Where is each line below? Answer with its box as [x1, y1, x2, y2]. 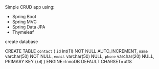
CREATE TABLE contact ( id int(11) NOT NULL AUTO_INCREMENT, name [5, 48, 148, 54]
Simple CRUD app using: [5, 4, 55, 10]
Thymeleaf [12, 29, 34, 35]
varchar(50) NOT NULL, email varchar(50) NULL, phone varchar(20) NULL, [5, 53, 155, 59]
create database [5, 39, 38, 45]
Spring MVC [12, 19, 37, 24]
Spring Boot [12, 14, 37, 19]
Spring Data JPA [12, 24, 45, 30]
